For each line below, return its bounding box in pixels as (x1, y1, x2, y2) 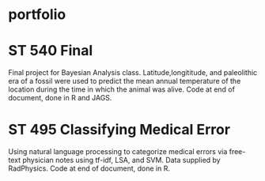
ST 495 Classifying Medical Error (8, 121, 231, 139)
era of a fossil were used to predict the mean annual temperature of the (8, 77, 241, 86)
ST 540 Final (8, 42, 93, 60)
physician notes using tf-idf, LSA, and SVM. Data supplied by (22, 156, 221, 165)
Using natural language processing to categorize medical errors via (8, 147, 228, 156)
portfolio (8, 6, 66, 24)
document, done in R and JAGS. (8, 93, 112, 103)
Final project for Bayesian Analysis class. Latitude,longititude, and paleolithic (8, 68, 258, 77)
